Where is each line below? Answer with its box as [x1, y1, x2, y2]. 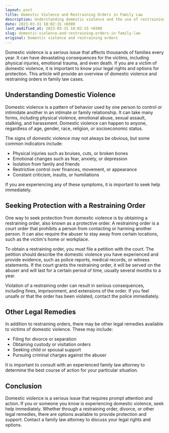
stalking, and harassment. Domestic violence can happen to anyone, [5, 120, 147, 126]
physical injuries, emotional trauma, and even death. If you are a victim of [5, 60, 157, 66]
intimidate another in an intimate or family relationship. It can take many [5, 109, 153, 115]
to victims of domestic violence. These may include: [5, 326, 113, 332]
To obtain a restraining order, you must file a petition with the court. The [5, 246, 154, 252]
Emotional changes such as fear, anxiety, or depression [12, 156, 127, 162]
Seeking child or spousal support [12, 347, 81, 353]
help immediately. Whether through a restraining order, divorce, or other [5, 406, 154, 412]
